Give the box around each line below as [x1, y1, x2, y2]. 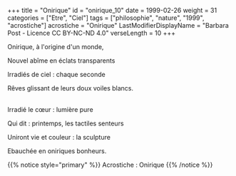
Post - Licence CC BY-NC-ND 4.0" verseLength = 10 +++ [7, 29, 176, 37]
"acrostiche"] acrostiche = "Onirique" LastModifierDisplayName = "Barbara [7, 21, 230, 29]
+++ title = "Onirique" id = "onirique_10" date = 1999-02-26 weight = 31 [7, 6, 217, 14]
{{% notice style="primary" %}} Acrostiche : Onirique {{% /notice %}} [7, 160, 213, 169]
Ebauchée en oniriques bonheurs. [7, 147, 107, 155]
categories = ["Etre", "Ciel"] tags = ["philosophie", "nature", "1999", [7, 14, 205, 22]
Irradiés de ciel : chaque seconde [7, 71, 106, 78]
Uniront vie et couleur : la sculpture [7, 133, 111, 141]
